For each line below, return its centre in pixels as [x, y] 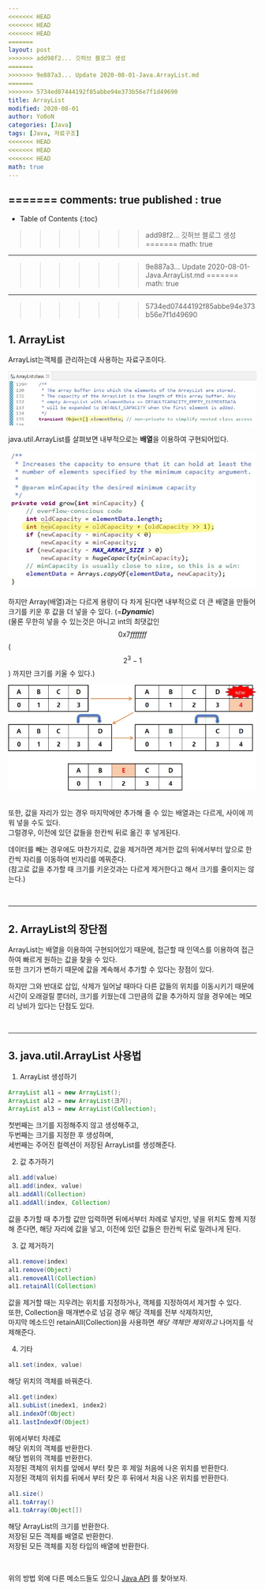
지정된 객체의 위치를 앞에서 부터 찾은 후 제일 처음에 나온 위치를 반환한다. [118, 1467]
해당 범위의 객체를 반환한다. [50, 1458]
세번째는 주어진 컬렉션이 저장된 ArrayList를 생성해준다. [92, 1145]
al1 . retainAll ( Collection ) [52, 1286]
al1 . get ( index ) [33, 1397]
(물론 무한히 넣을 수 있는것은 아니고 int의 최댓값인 [84, 621]
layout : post [30, 50]
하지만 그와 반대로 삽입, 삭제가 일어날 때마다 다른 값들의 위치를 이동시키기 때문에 [131, 986]
